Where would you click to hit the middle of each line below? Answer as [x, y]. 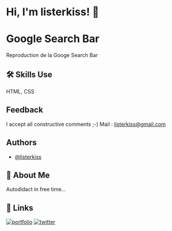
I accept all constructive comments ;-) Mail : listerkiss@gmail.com [86, 124]
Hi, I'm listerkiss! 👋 [53, 12]
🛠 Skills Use [29, 74]
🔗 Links [20, 208]
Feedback [25, 110]
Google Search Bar [53, 39]
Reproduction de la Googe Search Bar [52, 55]
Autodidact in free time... [36, 189]
